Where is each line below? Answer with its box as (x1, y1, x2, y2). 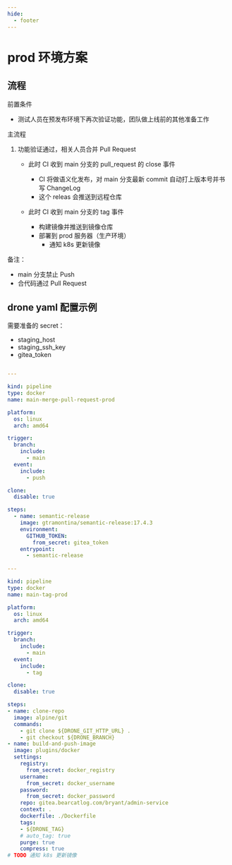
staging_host (17, 336, 56, 344)
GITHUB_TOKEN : (25, 532, 68, 540)
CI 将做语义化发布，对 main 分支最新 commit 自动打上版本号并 (38, 174, 219, 183)
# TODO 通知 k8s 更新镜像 (7, 852, 78, 859)
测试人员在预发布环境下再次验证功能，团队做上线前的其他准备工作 (17, 114, 209, 123)
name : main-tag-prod (7, 591, 68, 598)
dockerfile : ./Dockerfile (20, 813, 97, 820)
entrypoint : (20, 545, 55, 552)
